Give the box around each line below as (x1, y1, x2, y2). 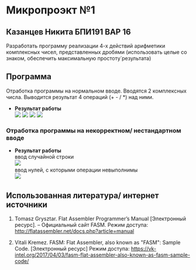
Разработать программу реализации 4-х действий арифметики (6, 42, 166, 49)
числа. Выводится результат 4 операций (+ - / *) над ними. (6, 93, 154, 100)
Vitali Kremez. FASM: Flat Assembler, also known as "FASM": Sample (14, 238, 181, 246)
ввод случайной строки (14, 153, 74, 160)
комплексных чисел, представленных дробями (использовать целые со (6, 49, 187, 56)
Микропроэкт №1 (6, 4, 95, 17)
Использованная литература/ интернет (6, 190, 159, 200)
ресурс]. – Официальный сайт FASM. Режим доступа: (14, 221, 148, 228)
